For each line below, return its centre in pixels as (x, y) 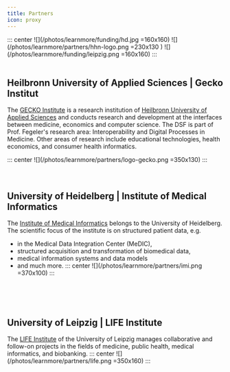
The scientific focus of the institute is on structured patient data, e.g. (104, 231)
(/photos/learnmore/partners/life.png (59, 360)
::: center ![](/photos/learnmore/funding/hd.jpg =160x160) (89, 39)
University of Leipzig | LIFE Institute (85, 322)
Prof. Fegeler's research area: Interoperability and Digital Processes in (106, 132)
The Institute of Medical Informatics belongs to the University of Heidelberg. (115, 223)
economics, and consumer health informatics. (72, 147)
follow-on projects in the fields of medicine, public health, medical (101, 346)
